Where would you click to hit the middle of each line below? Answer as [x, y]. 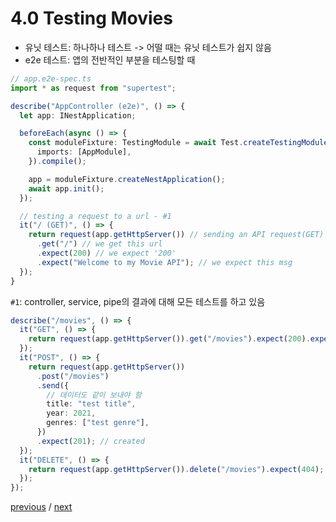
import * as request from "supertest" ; [93, 88]
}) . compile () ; [57, 162]
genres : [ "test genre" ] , [98, 423]
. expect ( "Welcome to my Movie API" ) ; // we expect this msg [164, 262]
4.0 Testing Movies [91, 18]
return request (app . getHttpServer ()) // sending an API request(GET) [176, 235]
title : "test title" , [91, 404]
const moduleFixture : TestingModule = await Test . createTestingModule [178, 143]
